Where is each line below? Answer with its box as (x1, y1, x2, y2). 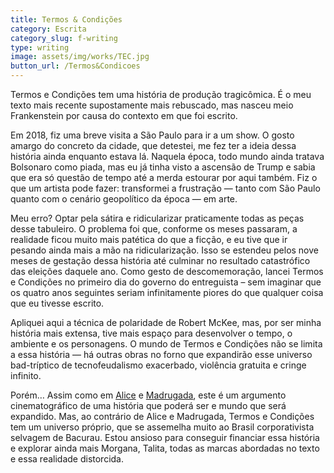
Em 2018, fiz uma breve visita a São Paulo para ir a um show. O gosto (10, 129, 295, 141)
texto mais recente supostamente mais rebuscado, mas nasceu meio (10, 99, 294, 111)
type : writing (10, 42, 70, 53)
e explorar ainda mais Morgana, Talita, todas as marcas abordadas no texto (10, 442, 320, 454)
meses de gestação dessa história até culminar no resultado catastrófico (10, 255, 311, 266)
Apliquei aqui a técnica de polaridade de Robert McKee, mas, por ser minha (10, 317, 322, 328)
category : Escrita (10, 24, 87, 34)
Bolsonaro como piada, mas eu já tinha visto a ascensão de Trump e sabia (10, 161, 316, 173)
